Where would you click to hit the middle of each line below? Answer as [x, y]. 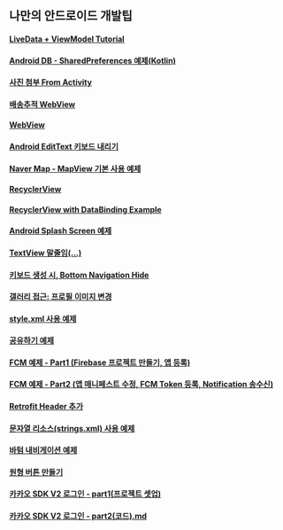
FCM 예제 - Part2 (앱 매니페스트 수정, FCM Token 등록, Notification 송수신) [141, 385]
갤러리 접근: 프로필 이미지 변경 [61, 297]
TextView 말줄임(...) [46, 253]
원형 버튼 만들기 [36, 472]
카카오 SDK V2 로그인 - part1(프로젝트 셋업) [85, 494]
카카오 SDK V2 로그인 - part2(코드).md [78, 516]
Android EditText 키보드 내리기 [64, 146]
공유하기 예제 [32, 340]
